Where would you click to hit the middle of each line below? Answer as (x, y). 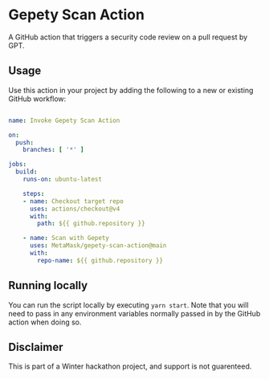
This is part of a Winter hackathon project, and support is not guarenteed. (130, 366)
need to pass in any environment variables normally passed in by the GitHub (134, 313)
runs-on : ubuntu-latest (63, 179)
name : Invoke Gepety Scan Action (64, 120)
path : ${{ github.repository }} (92, 224)
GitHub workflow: (37, 99)
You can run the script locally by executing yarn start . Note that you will (128, 305)
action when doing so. (45, 322)
